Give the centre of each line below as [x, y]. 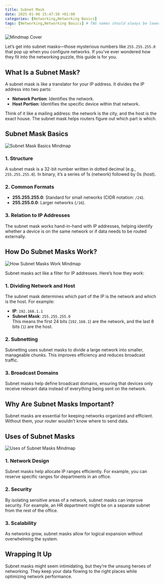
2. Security [18, 489]
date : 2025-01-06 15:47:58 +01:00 [40, 14]
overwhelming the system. [32, 539]
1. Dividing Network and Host [40, 285]
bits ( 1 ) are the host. [32, 326]
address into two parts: [28, 89]
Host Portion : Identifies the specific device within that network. [76, 104]
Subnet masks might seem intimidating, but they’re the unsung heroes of [78, 566]
